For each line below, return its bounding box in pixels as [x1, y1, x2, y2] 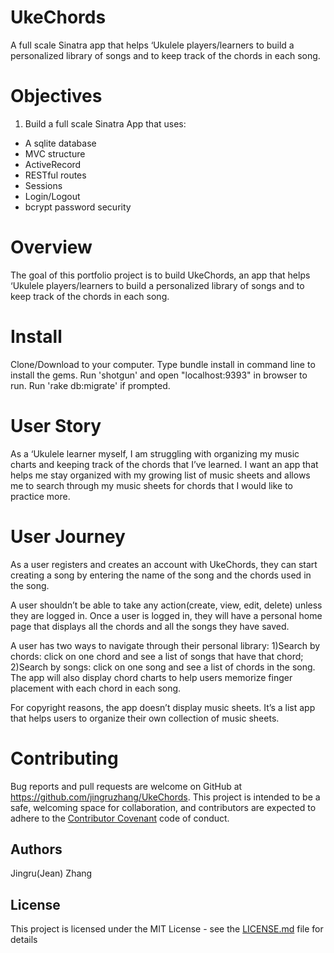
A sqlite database [24, 137, 97, 149]
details [10, 934, 38, 946]
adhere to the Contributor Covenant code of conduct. [10, 812, 230, 824]
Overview [10, 236, 93, 259]
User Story [10, 414, 102, 437]
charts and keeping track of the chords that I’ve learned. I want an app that [10, 458, 319, 470]
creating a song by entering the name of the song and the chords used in [10, 569, 312, 581]
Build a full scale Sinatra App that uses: [24, 117, 187, 130]
